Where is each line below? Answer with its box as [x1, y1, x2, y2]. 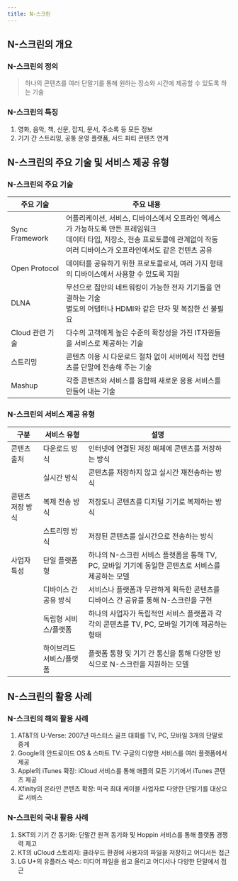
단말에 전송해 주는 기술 [81, 363, 152, 373]
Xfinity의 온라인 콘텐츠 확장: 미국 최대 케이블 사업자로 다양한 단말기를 [17, 784, 209, 793]
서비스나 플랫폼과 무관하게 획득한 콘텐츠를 [88, 584, 220, 594]
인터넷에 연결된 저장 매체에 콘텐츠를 [88, 443, 200, 453]
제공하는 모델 [88, 571, 130, 581]
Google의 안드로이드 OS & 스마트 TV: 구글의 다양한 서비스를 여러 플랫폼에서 [17, 749, 227, 757]
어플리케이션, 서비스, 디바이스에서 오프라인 [66, 214, 200, 224]
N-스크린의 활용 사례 [7, 690, 92, 703]
